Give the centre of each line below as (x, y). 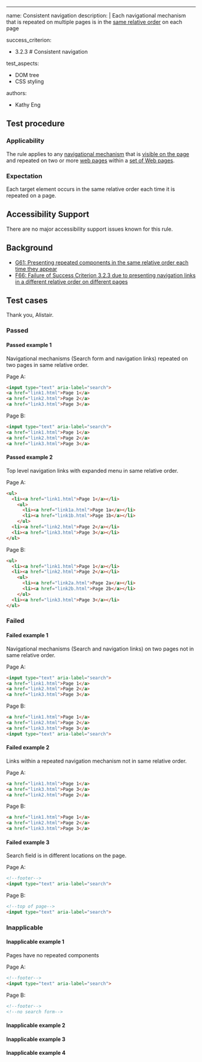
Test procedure (35, 124)
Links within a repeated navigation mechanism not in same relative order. (96, 761)
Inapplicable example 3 (36, 1039)
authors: (17, 93)
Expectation (24, 176)
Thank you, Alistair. (30, 315)
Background (29, 248)
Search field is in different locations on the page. (66, 855)
